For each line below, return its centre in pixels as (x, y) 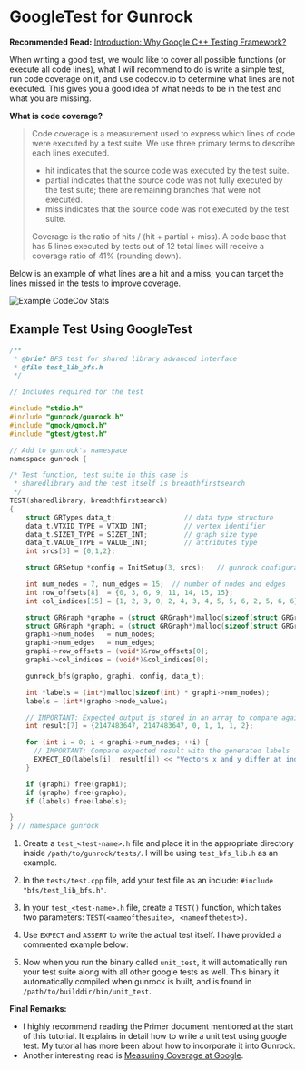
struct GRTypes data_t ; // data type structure (150, 517)
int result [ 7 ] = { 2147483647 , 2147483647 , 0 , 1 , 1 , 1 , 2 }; (140, 726)
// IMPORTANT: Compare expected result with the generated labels (162, 751)
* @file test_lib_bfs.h (58, 367)
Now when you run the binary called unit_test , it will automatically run (155, 963)
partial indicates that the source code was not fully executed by (164, 180)
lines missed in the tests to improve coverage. (95, 283)
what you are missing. (51, 98)
